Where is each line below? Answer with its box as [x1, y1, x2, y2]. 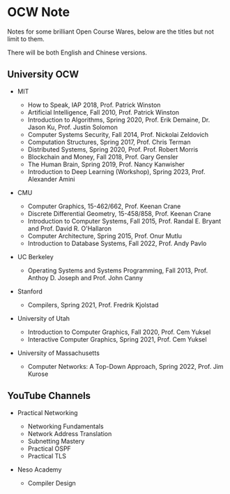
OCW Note [7, 4, 70, 20]
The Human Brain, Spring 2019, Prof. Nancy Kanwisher [27, 160, 185, 168]
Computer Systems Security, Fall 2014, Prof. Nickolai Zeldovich [27, 130, 209, 138]
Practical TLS [27, 451, 66, 460]
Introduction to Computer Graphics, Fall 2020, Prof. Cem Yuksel [27, 328, 211, 336]
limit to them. [7, 34, 45, 43]
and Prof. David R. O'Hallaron [27, 224, 112, 233]
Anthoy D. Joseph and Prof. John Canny [27, 273, 144, 282]
